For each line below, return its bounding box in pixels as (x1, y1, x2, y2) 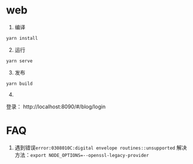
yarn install (6, 35, 38, 41)
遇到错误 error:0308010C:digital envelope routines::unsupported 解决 (14, 144, 187, 151)
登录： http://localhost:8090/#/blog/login (6, 103, 106, 110)
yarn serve (6, 58, 33, 64)
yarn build (6, 80, 33, 87)
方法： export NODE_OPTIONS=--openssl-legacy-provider (14, 151, 149, 158)
